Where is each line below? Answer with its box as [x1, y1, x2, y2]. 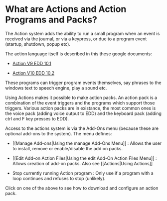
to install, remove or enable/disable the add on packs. [12, 145, 123, 151]
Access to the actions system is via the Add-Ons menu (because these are [5, 125, 159, 131]
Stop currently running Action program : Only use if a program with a [12, 170, 154, 176]
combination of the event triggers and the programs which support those [5, 100, 155, 105]
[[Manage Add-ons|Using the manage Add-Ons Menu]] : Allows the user [12, 140, 162, 146]
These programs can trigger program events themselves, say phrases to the [5, 80, 162, 86]
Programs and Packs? [5, 14, 97, 25]
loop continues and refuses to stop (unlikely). [12, 175, 106, 181]
